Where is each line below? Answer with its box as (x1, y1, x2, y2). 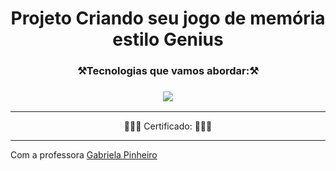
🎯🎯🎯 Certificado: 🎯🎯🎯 (123, 120, 213, 132)
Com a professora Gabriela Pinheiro (10, 149, 158, 161)
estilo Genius (112, 28, 224, 51)
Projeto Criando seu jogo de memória (10, 7, 326, 30)
